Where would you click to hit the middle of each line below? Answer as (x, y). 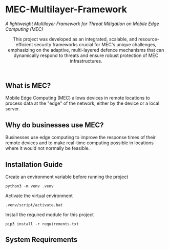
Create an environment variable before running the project (67, 177)
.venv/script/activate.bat (34, 205)
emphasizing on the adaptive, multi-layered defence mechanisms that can (86, 50)
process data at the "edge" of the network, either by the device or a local (82, 103)
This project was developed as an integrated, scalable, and (75, 39)
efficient (24, 44)
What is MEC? (28, 85)
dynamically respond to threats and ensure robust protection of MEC (86, 55)
